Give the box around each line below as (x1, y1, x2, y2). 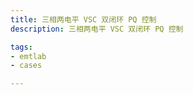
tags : (10, 42, 33, 52)
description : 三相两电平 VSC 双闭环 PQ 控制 (10, 24, 184, 34)
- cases (10, 61, 43, 71)
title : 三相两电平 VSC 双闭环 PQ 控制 (10, 14, 157, 25)
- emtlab (10, 51, 47, 61)
